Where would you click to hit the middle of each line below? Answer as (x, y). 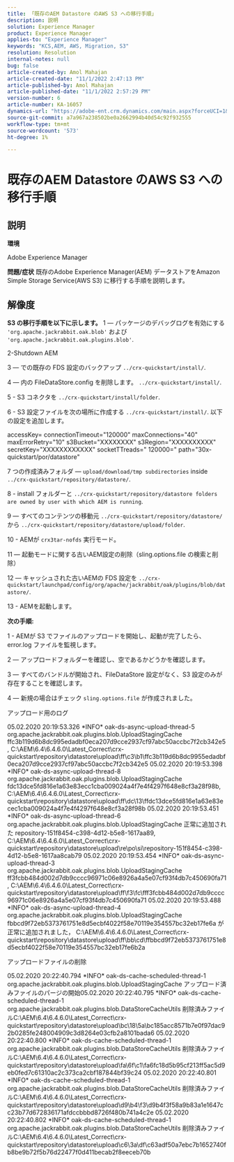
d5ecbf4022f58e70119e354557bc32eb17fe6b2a (76, 947)
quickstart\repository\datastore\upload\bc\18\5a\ (77, 1026)
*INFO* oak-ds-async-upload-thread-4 (64, 908)
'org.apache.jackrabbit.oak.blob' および (67, 332)
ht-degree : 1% (28, 137)
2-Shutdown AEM (33, 353)
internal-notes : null (39, 59)
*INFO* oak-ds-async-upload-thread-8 (64, 771)
